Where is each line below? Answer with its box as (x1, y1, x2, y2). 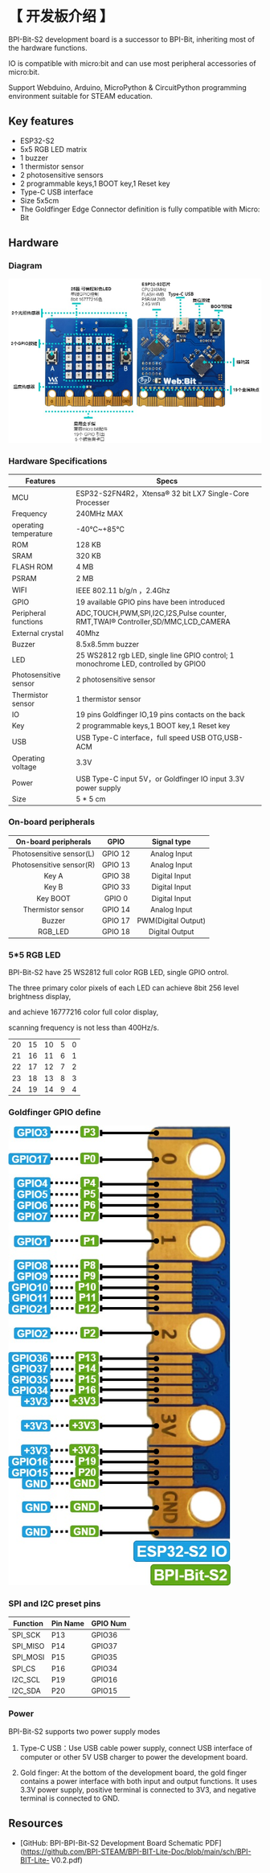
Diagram (8, 260, 43, 272)
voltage (11, 761, 37, 772)
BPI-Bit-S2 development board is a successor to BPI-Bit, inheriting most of (8, 34, 256, 44)
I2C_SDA (11, 1686, 42, 1695)
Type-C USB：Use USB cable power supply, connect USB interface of (19, 1743, 253, 1752)
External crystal (11, 628, 64, 637)
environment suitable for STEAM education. (8, 91, 153, 100)
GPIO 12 (101, 849, 131, 859)
